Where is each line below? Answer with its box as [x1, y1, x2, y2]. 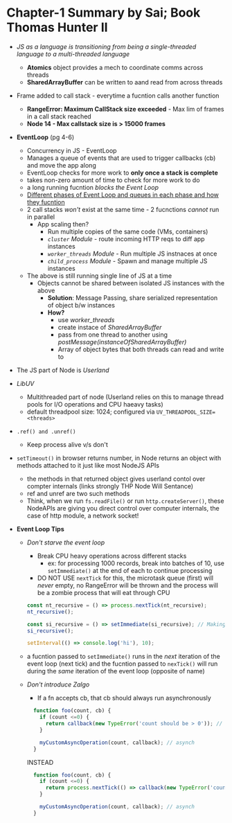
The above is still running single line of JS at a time [26, 272, 172, 280]
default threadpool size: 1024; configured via [26, 407, 155, 416]
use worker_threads [57, 315, 115, 324]
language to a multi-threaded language [16, 50, 130, 58]
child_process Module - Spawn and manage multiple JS [47, 256, 208, 265]
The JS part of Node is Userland [16, 366, 109, 374]
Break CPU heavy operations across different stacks [37, 551, 187, 560]
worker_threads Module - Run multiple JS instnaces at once [47, 249, 217, 258]
